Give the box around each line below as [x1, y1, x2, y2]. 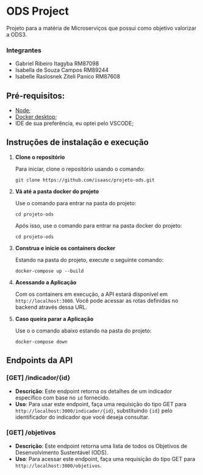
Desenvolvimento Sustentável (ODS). [15, 449, 109, 456]
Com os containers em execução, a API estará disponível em [15, 290, 168, 298]
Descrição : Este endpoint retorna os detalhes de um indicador [15, 387, 173, 395]
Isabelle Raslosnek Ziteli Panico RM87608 [15, 73, 121, 80]
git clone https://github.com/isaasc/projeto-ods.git [15, 177, 155, 183]
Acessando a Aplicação [15, 278, 77, 286]
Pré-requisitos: [6, 90, 65, 101]
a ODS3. [6, 30, 27, 38]
